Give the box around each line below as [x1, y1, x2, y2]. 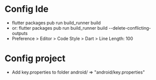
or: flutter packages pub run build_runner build [11, 25, 108, 31]
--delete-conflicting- [108, 25, 151, 31]
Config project [4, 53, 66, 64]
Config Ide [4, 3, 49, 15]
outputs [11, 30, 28, 36]
